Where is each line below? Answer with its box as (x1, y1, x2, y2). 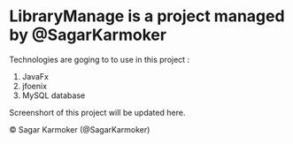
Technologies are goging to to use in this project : (9, 54, 190, 64)
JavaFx (21, 71, 50, 81)
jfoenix (21, 80, 47, 91)
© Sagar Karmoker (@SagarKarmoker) (9, 124, 150, 134)
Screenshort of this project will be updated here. (9, 107, 186, 117)
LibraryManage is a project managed (9, 6, 285, 27)
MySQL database (21, 90, 86, 101)
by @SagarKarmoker (9, 25, 166, 45)
